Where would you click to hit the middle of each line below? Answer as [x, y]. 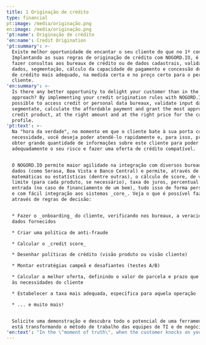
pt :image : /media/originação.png [49, 23]
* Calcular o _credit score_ [49, 244]
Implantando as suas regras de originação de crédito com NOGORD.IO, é [105, 58]
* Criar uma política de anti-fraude [60, 233]
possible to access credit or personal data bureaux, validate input [102, 103]
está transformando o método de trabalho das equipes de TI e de [97, 327]
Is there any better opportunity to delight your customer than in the [105, 92]
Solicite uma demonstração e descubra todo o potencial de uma [94, 321]
